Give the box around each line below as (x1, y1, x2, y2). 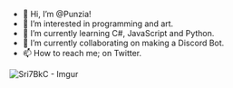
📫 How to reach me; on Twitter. (22, 48, 142, 58)
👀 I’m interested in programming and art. (22, 18, 174, 29)
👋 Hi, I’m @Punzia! (22, 9, 92, 19)
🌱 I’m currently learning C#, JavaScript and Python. (22, 28, 215, 38)
